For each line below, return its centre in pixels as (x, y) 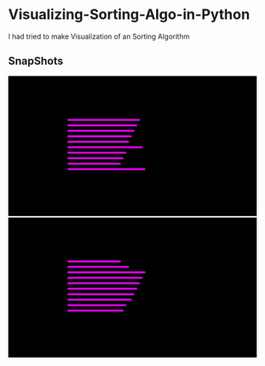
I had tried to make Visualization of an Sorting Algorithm (99, 36)
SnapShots (36, 61)
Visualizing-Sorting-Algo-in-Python (129, 15)
